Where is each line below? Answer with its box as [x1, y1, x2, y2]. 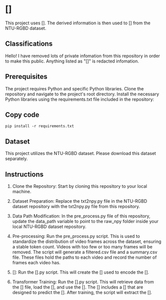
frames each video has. [12, 260, 61, 265]
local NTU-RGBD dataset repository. [12, 224, 87, 229]
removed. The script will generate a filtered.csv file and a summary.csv [12, 249, 158, 255]
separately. [5, 155, 28, 162]
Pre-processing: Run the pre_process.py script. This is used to [12, 233, 140, 239]
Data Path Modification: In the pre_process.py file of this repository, [12, 213, 151, 219]
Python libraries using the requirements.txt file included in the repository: [5, 96, 155, 102]
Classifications [5, 40, 53, 48]
